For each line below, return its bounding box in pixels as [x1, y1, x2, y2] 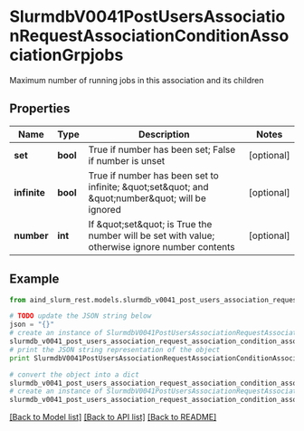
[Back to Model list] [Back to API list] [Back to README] [9, 412, 217, 423]
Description [138, 128, 190, 140]
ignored [88, 203, 122, 215]
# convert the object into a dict [9, 369, 140, 379]
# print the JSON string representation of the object [9, 345, 221, 354]
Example [9, 272, 60, 287]
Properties [9, 101, 71, 117]
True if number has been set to [88, 169, 219, 182]
